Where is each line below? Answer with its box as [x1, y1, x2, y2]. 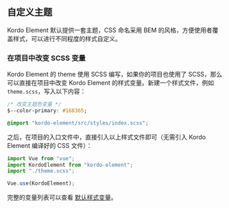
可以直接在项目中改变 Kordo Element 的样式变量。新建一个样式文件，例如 [7, 79, 215, 87]
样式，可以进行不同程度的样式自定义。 [12, 34, 121, 42]
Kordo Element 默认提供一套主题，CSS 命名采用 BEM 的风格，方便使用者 [7, 26, 213, 34]
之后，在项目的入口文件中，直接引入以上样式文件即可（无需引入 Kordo [7, 133, 206, 141]
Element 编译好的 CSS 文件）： [7, 141, 93, 149]
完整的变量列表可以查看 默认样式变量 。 [7, 194, 117, 202]
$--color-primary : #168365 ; [7, 107, 88, 114]
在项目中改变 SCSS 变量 [7, 53, 86, 63]
